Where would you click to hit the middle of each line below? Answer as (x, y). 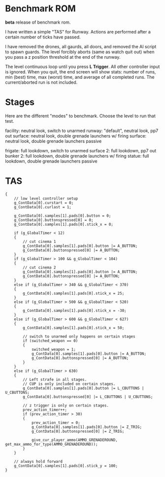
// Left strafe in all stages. (55, 379)
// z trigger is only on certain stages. (66, 405)
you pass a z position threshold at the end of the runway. (63, 57)
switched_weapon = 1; (54, 349)
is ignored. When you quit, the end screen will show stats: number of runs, (81, 71)
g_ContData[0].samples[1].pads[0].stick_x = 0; (64, 224)
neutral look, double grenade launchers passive (53, 141)
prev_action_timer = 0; (56, 423)
